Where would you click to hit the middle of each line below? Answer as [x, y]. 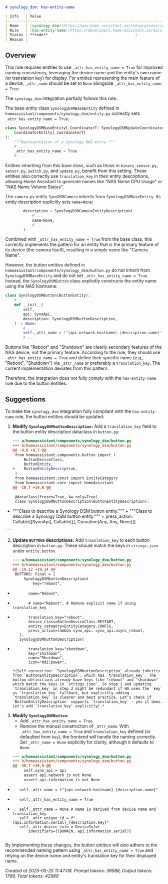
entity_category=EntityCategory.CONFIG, [71, 626]
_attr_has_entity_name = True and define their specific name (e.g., [74, 358]
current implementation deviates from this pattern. [57, 368]
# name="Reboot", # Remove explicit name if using [82, 603]
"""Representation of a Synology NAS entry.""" [64, 142]
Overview [21, 55]
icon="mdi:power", [47, 662]
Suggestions [25, 399]
